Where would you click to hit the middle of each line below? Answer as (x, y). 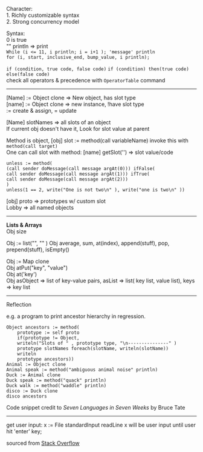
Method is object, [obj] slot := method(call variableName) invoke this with (97, 141)
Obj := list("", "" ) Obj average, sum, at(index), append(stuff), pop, (88, 243)
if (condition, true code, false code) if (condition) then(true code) (98, 69)
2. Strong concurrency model (43, 22)
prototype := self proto (48, 333)
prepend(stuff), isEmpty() (38, 250)
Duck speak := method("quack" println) (56, 381)
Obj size (17, 231)
